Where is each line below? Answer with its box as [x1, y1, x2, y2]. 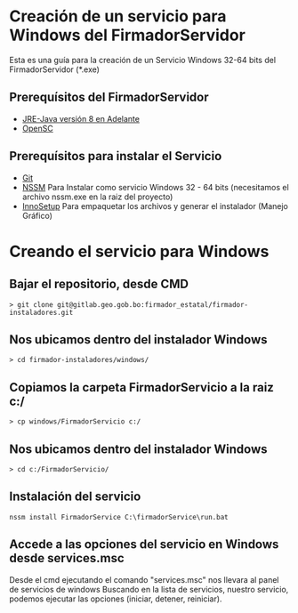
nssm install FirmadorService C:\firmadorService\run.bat [9, 512, 229, 521]
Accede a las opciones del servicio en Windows [9, 536, 279, 553]
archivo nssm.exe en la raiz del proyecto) [21, 191, 173, 202]
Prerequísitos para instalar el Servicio [9, 149, 222, 164]
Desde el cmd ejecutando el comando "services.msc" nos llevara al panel [9, 574, 279, 585]
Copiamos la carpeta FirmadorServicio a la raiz [9, 380, 274, 395]
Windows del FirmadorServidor [9, 25, 246, 45]
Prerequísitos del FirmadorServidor [9, 90, 209, 105]
